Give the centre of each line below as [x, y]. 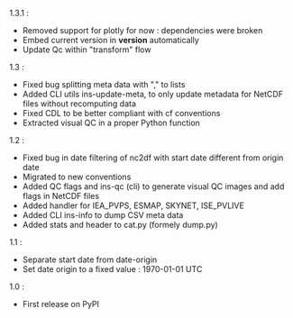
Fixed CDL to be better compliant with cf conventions [121, 113]
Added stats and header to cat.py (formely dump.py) [120, 225]
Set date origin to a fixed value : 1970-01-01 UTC [112, 269]
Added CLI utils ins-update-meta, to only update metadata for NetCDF [153, 94]
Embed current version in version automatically [111, 40]
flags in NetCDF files [61, 196]
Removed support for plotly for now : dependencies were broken [142, 30]
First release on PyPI [61, 304]
